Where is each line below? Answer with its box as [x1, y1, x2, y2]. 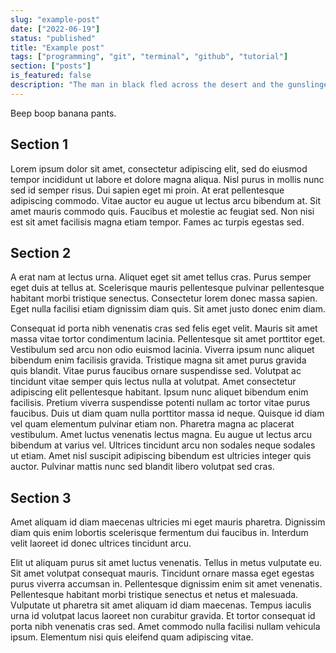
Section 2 [10, 244, 72, 261]
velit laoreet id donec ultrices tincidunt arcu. [10, 537, 192, 550]
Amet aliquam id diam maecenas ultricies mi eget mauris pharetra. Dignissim [10, 516, 326, 528]
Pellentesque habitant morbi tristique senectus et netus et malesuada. [10, 589, 299, 601]
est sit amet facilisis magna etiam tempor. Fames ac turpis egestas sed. [10, 216, 305, 228]
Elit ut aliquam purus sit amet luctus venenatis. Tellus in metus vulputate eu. [10, 557, 323, 569]
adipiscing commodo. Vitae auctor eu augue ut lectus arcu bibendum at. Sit [10, 194, 321, 206]
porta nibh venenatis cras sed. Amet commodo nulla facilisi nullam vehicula [10, 621, 321, 633]
